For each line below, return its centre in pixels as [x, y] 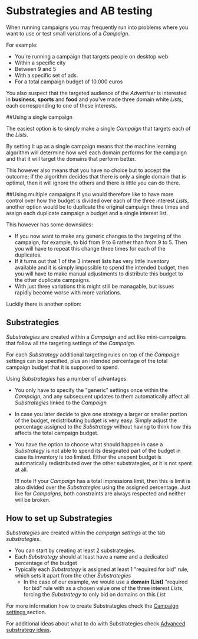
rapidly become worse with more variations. [68, 292]
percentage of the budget [46, 563]
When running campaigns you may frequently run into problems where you [97, 27]
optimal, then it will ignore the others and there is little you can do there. [93, 183]
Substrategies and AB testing [79, 11]
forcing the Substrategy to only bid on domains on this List [95, 594]
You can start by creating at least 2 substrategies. [75, 550]
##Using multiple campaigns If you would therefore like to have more [90, 194]
